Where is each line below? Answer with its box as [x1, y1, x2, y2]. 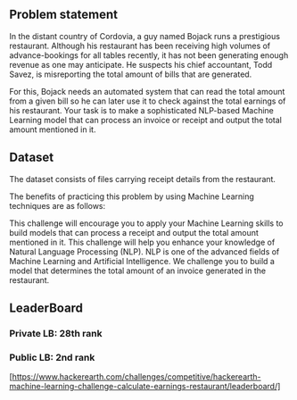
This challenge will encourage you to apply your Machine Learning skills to [9, 218, 284, 229]
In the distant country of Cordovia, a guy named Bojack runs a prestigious [9, 30, 281, 41]
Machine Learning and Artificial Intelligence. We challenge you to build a [9, 255, 275, 266]
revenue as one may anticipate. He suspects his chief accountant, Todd [9, 59, 273, 70]
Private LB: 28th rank [9, 327, 103, 339]
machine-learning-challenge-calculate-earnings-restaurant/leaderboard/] [9, 381, 281, 392]
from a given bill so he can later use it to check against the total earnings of [9, 96, 286, 106]
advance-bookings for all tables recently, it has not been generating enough [9, 49, 289, 61]
